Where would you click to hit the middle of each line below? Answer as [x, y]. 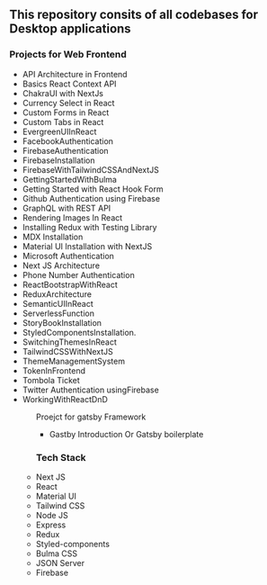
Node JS [52, 515]
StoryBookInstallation [62, 322]
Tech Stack [61, 457]
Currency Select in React [68, 103]
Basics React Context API [69, 84]
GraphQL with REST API [67, 208]
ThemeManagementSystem [74, 361]
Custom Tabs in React [63, 121]
